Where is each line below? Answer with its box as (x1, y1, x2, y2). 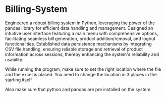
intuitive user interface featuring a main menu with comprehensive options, (5, 30, 159, 36)
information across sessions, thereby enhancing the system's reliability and (5, 51, 160, 57)
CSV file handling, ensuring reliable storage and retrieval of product (5, 46, 143, 52)
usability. (5, 56, 24, 62)
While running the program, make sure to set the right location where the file (5, 66, 162, 72)
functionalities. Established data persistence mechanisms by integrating (5, 41, 152, 47)
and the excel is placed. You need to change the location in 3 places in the (5, 71, 157, 77)
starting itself (5, 77, 32, 83)
